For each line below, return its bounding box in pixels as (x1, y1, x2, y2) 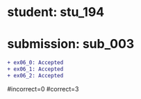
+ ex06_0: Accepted (7, 59, 64, 66)
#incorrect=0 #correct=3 (7, 84, 79, 93)
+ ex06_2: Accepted (7, 72, 64, 79)
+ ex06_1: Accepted (7, 66, 64, 73)
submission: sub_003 (7, 36, 135, 52)
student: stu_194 (7, 4, 105, 20)
